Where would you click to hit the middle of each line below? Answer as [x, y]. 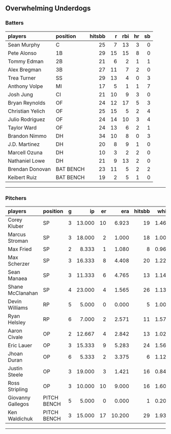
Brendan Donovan [29, 169]
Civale [15, 337]
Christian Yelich [26, 111]
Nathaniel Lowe [26, 161]
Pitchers [16, 198]
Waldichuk [20, 419]
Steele [16, 374]
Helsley [17, 322]
